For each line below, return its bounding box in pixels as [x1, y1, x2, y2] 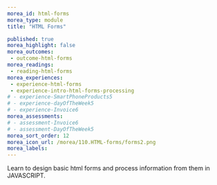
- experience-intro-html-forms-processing [10, 87, 135, 94]
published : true [7, 35, 54, 42]
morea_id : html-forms [7, 10, 70, 17]
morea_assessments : [7, 113, 64, 120]
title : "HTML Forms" [7, 23, 67, 30]
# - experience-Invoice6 [7, 107, 79, 114]
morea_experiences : [7, 74, 64, 81]
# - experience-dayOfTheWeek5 [7, 100, 95, 107]
